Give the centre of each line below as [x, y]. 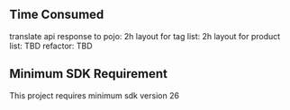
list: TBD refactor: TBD [51, 46]
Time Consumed [57, 15]
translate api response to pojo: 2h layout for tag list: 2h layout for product [145, 36]
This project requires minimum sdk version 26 [95, 95]
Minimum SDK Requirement [89, 74]
